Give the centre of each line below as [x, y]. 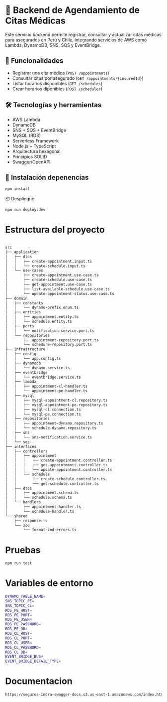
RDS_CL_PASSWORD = [23, 647]
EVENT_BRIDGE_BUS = [24, 657]
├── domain [16, 298]
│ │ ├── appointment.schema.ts [42, 493]
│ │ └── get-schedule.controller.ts [52, 484]
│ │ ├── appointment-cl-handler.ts [46, 386]
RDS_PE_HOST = [19, 610]
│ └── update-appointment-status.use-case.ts [60, 293]
